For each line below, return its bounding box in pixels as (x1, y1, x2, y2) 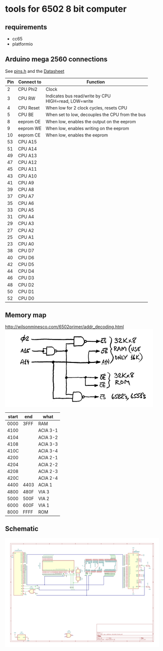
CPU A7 (18, 193, 34, 199)
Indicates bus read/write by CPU (45, 93, 111, 99)
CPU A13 (18, 153, 37, 158)
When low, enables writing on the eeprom (45, 125, 129, 131)
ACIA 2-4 (38, 475, 58, 481)
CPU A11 (18, 166, 37, 172)
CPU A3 (18, 221, 34, 226)
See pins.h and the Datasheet (5, 68, 64, 74)
